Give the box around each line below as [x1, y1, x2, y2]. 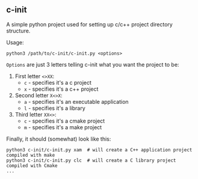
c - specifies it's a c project [23, 79, 92, 86]
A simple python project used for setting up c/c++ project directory [6, 20, 173, 28]
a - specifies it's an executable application [23, 98, 129, 105]
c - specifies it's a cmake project [23, 117, 105, 124]
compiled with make [6, 152, 55, 158]
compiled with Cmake [6, 162, 58, 169]
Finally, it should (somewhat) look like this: [6, 135, 111, 142]
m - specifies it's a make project [23, 123, 102, 131]
